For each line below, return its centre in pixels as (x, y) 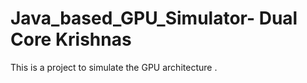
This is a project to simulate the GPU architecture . (114, 67)
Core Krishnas (71, 39)
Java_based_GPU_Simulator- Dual (154, 18)
